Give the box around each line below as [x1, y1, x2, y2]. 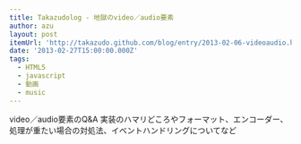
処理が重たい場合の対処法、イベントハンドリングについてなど [9, 124, 237, 135]
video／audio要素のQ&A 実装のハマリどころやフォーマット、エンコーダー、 [9, 114, 288, 124]
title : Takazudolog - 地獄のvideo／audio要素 [9, 13, 175, 22]
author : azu [9, 21, 54, 30]
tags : [9, 55, 30, 64]
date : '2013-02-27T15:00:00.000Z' [9, 47, 139, 55]
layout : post [9, 30, 58, 38]
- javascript [17, 72, 66, 80]
